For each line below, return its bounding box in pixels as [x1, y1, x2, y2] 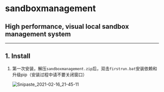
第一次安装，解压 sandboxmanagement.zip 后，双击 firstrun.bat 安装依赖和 [12, 65, 158, 71]
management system [5, 30, 71, 38]
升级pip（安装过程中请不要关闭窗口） [12, 72, 87, 77]
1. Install [5, 52, 31, 60]
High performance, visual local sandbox [5, 22, 129, 31]
